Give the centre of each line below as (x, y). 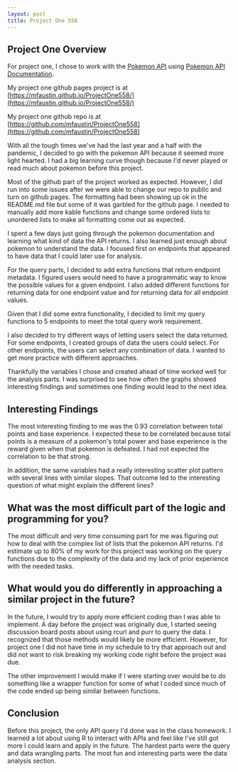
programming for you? (58, 519)
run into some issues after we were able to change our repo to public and (114, 190)
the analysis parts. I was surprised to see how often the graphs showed (112, 379)
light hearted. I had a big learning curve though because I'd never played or (118, 161)
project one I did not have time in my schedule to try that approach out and (117, 647)
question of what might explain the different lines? (81, 486)
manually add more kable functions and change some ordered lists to (109, 212)
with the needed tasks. (41, 566)
